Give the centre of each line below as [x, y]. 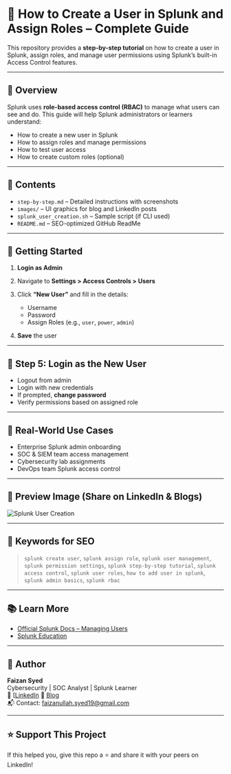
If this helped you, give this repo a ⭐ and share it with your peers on [103, 755]
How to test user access [51, 149]
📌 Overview [32, 90]
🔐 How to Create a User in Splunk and [115, 14]
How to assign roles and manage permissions [81, 142]
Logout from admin [44, 380]
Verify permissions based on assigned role [78, 402]
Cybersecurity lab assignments [61, 461]
